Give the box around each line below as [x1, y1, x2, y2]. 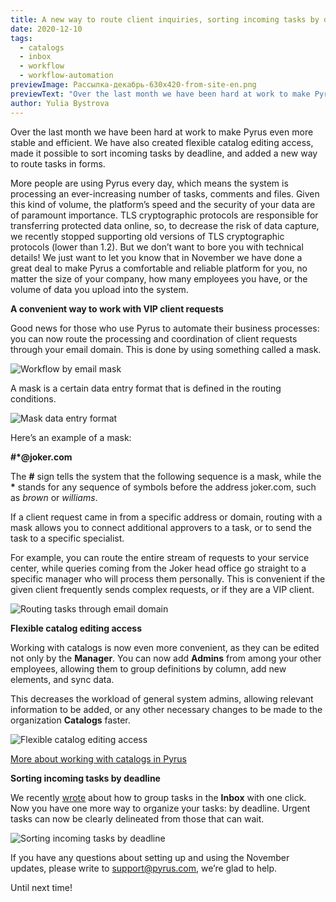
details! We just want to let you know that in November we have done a [10, 251, 303, 263]
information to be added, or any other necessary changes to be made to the [10, 703, 323, 715]
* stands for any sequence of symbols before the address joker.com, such [10, 481, 317, 493]
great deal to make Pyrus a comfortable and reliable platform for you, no [10, 262, 308, 274]
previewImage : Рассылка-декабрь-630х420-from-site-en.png [10, 80, 257, 90]
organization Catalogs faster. [10, 714, 131, 726]
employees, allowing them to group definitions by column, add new [10, 662, 287, 675]
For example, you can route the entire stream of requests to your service [10, 551, 310, 563]
